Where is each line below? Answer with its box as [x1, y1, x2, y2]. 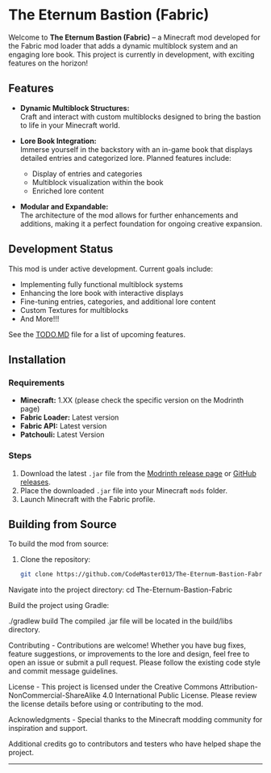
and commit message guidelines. [8, 666, 119, 676]
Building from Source [8, 517, 117, 531]
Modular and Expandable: [19, 201, 109, 211]
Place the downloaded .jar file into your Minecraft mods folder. [19, 485, 228, 495]
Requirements [8, 377, 65, 388]
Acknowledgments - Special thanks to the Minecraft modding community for [8, 715, 263, 724]
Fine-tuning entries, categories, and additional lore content [19, 297, 216, 306]
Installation [8, 353, 66, 366]
